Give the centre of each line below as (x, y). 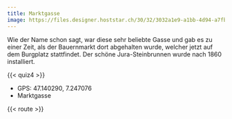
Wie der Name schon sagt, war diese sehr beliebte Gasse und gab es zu (110, 39)
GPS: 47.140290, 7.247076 (54, 88)
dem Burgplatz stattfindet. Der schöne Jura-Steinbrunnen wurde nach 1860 (115, 54)
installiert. (21, 61)
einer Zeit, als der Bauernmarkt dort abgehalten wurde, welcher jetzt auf (110, 47)
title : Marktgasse (33, 13)
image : (17, 20)
